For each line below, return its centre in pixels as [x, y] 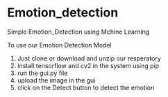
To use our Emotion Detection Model [60, 45]
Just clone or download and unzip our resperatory [89, 58]
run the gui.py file [42, 73]
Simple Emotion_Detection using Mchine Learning [78, 32]
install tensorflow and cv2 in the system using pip [88, 65]
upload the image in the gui [56, 80]
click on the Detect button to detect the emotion [86, 87]
